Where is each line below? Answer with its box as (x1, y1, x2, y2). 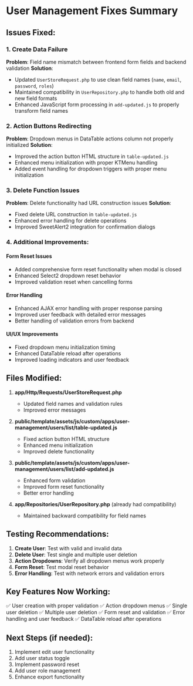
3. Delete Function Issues (6, 186, 80, 194)
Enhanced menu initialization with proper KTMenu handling (14, 159, 158, 166)
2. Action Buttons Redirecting (6, 122, 92, 130)
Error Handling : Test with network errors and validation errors (14, 570, 165, 577)
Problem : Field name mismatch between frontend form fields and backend (6, 58, 187, 65)
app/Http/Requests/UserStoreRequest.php (14, 389, 122, 396)
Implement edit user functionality (14, 648, 95, 655)
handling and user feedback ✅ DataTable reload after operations (6, 616, 162, 623)
